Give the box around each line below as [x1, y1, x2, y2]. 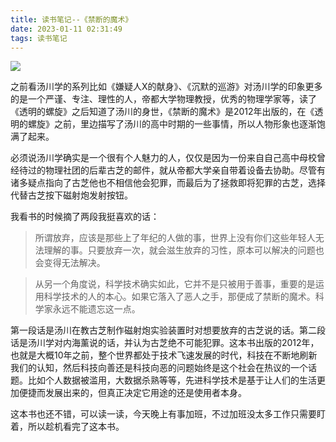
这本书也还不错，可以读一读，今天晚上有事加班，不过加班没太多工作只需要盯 [10, 408, 326, 420]
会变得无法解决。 [34, 257, 106, 269]
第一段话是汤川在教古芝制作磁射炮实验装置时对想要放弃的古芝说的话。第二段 [10, 324, 326, 336]
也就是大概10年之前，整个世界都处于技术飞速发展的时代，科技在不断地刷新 [10, 349, 318, 361]
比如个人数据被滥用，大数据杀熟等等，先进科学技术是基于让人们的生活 [27, 374, 317, 386]
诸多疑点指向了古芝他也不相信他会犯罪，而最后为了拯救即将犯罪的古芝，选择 [10, 177, 326, 189]
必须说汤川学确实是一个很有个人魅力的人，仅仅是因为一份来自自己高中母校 [10, 152, 317, 164]
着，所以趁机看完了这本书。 [10, 421, 125, 433]
